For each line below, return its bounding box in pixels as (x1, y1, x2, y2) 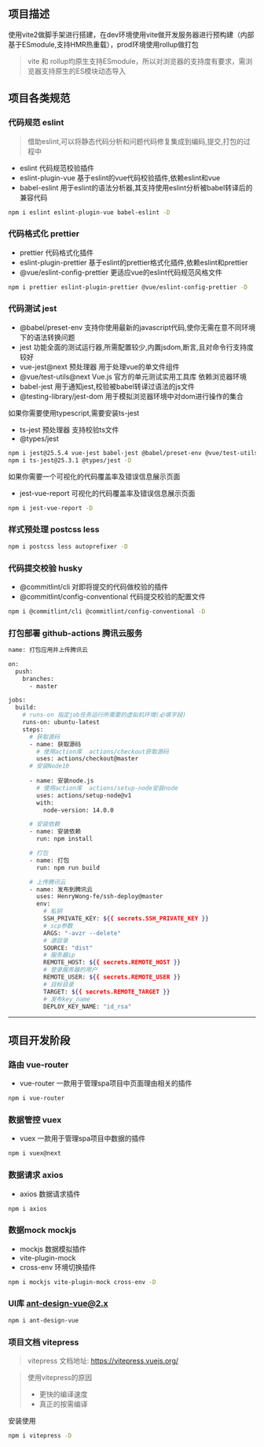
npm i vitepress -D (8, 1432, 72, 1440)
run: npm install (36, 835, 93, 843)
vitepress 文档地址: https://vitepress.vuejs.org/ (27, 1356, 179, 1366)
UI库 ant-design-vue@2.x (8, 1298, 108, 1309)
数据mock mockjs (8, 1225, 77, 1236)
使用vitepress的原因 (27, 1373, 93, 1382)
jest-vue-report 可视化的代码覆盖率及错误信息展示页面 (19, 488, 196, 498)
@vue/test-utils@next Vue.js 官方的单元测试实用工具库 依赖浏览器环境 (19, 372, 247, 381)
